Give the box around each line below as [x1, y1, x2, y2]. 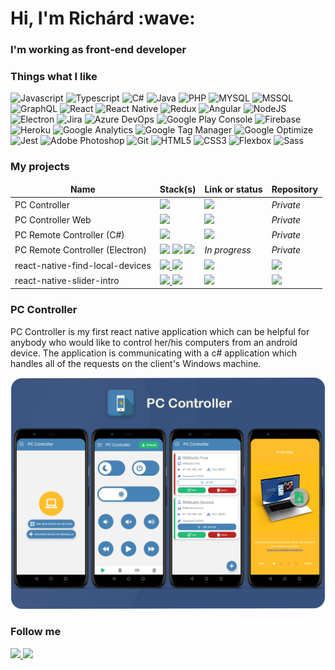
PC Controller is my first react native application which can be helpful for [10, 325, 310, 337]
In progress [204, 244, 252, 256]
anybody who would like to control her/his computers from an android [10, 336, 298, 348]
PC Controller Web [14, 213, 92, 226]
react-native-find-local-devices [14, 259, 152, 271]
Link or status [204, 183, 263, 196]
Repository [271, 183, 318, 196]
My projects [10, 160, 70, 174]
